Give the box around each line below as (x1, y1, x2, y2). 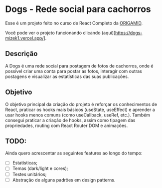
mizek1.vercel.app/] (5, 35, 46, 41)
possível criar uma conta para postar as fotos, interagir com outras (5, 68, 142, 74)
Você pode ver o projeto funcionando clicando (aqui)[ (5, 29, 116, 35)
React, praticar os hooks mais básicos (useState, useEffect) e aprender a (5, 106, 156, 112)
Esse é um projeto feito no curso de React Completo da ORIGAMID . (5, 20, 143, 26)
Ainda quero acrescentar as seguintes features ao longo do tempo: (5, 150, 143, 156)
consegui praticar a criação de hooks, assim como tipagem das (5, 117, 136, 123)
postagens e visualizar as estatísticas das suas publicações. (5, 73, 129, 79)
